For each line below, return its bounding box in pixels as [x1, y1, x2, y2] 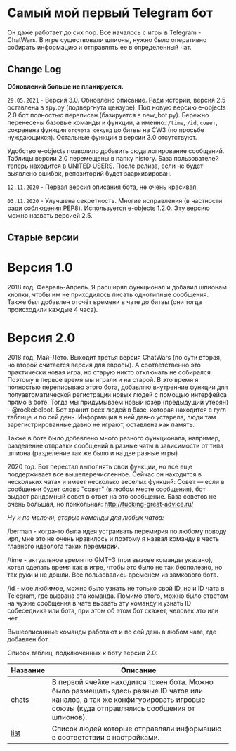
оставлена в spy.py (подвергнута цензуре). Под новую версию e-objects [7, 103, 226, 112]
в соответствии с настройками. [51, 733, 160, 743]
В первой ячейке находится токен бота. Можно [51, 677, 214, 687]
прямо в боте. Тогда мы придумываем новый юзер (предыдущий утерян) [7, 398, 229, 407]
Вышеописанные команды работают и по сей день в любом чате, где [7, 627, 216, 636]
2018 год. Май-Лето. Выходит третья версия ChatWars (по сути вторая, [7, 353, 222, 362]
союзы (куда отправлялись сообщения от [51, 704, 195, 714]
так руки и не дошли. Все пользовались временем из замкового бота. [7, 570, 219, 579]
